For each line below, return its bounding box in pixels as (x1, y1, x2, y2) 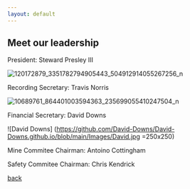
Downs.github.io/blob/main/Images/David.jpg (7, 133, 140, 141)
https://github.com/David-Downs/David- (56, 125, 175, 133)
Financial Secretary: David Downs (7, 111, 107, 120)
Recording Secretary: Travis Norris (7, 83, 109, 92)
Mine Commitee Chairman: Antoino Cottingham (7, 146, 146, 155)
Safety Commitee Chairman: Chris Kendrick (7, 160, 135, 168)
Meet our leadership (7, 37, 100, 49)
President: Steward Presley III (7, 56, 94, 64)
